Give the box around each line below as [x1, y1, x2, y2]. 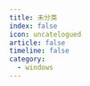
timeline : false [9, 47, 70, 56]
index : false [9, 21, 58, 30]
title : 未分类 [9, 13, 58, 22]
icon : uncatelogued [9, 30, 82, 39]
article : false [9, 38, 66, 47]
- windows [17, 64, 53, 73]
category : [9, 55, 46, 64]
